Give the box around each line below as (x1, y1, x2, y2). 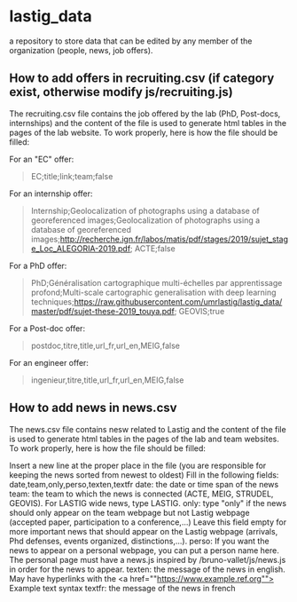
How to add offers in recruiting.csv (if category (9, 71, 275, 86)
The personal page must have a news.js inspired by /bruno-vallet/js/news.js (9, 554, 286, 565)
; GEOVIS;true (174, 305, 225, 316)
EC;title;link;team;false (30, 170, 113, 181)
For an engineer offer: (9, 357, 89, 368)
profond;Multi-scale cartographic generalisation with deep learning (30, 287, 277, 297)
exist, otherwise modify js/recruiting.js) (9, 84, 233, 99)
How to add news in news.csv (9, 400, 177, 416)
